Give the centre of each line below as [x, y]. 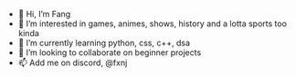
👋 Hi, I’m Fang [44, 14]
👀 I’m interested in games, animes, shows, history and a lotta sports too [153, 24]
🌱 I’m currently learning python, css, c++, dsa [104, 43]
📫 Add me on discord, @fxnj [73, 63]
